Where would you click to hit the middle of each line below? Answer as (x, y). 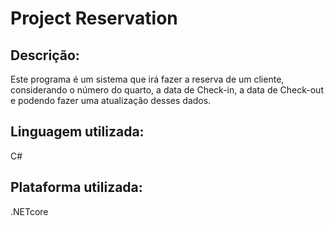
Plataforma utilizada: (76, 187)
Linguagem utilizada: (77, 132)
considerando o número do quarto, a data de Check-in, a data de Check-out (167, 90)
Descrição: (45, 55)
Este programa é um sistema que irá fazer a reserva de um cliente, (147, 79)
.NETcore (29, 211)
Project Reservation (94, 18)
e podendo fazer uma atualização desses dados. (111, 100)
